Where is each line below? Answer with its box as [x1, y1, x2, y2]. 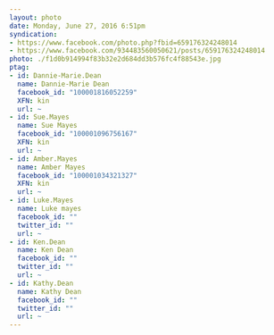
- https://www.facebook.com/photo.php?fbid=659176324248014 [9, 38, 238, 47]
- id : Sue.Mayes [9, 113, 70, 121]
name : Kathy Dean [17, 287, 82, 296]
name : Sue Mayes [17, 121, 78, 130]
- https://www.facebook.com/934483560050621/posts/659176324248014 [9, 46, 266, 55]
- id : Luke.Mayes [9, 196, 74, 205]
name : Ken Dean [17, 246, 74, 255]
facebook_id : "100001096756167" [17, 130, 138, 138]
